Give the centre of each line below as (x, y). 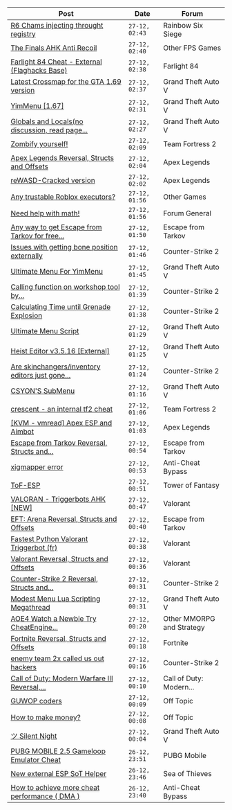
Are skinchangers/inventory (56, 367)
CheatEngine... (35, 627)
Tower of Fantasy (191, 485)
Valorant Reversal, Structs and (59, 559)
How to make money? (46, 717)
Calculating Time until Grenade (61, 307)
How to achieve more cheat (55, 787)
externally (27, 256)
